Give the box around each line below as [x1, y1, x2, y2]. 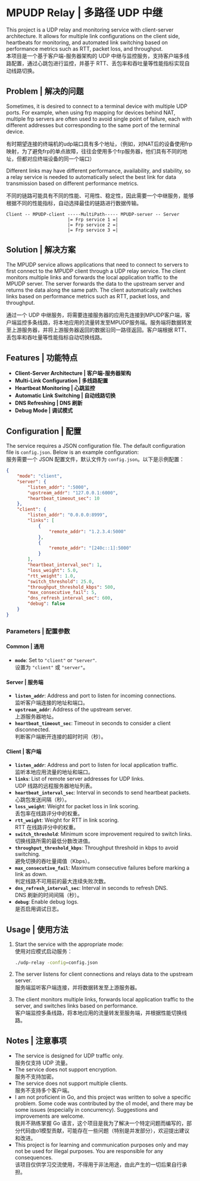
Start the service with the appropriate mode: [14, 941, 124, 948]
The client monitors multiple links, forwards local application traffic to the [14, 996, 194, 1003]
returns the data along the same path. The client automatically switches [6, 286, 182, 293]
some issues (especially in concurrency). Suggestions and [14, 1106, 158, 1113]
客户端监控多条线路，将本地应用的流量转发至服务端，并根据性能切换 [14, 1009, 182, 1016]
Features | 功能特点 [6, 353, 78, 363]
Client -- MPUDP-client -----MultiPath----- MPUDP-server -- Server [6, 211, 180, 217]
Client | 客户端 [6, 747, 42, 755]
